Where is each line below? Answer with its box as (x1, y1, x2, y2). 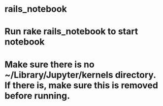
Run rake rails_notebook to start (4, 26, 138, 37)
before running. (4, 90, 70, 101)
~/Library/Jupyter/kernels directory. (4, 69, 156, 80)
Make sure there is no (4, 59, 95, 70)
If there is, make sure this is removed (4, 79, 159, 91)
